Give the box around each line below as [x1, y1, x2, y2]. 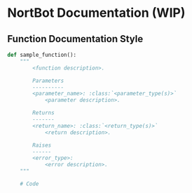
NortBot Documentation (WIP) [7, 5, 186, 21]
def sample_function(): [7, 51, 77, 58]
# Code [20, 180, 39, 187]
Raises [32, 142, 52, 149]
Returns [32, 109, 55, 117]
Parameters [32, 77, 64, 84]
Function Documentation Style [7, 33, 144, 45]
